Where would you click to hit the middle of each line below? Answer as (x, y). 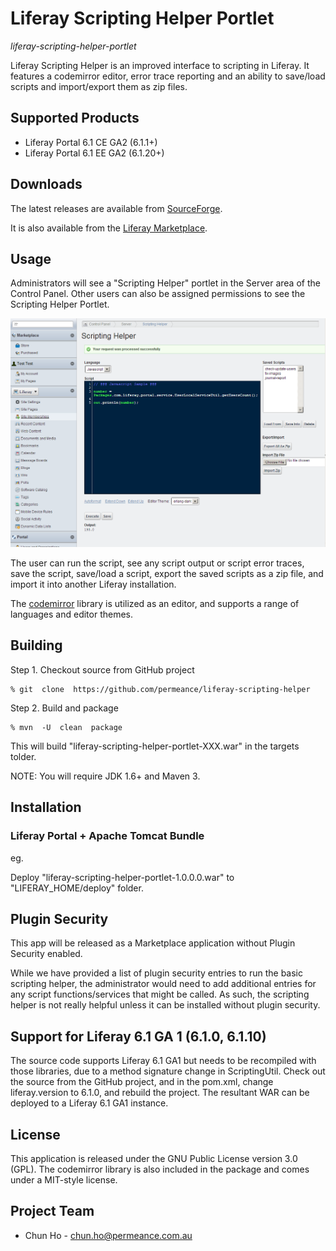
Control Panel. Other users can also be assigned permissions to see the (158, 294)
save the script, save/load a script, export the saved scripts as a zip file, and (167, 574)
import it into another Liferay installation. (93, 584)
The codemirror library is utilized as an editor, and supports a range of (155, 604)
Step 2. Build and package (64, 708)
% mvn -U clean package (66, 727)
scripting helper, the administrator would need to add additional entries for (163, 984)
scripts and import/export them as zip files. (99, 86)
